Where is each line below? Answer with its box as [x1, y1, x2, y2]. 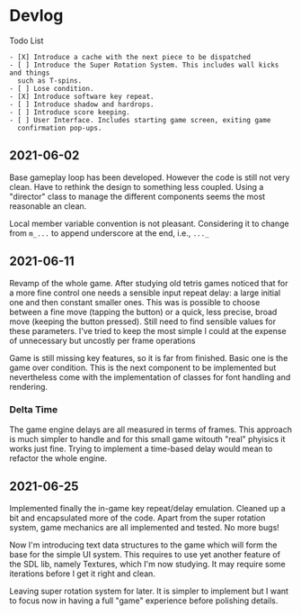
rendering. [9, 381, 48, 392]
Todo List [9, 35, 44, 46]
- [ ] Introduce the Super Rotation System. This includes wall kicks [9, 60, 279, 69]
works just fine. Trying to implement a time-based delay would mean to [9, 443, 273, 454]
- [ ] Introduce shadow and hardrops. [9, 100, 155, 109]
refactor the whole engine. [9, 452, 108, 464]
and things [9, 68, 50, 77]
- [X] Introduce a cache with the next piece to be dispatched [9, 52, 252, 61]
